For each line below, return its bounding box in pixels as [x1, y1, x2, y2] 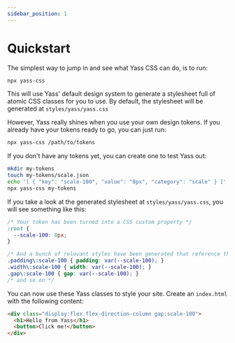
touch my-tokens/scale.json [7, 172, 90, 179]
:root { [7, 225, 30, 232]
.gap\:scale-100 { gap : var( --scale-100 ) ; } [7, 270, 139, 277]
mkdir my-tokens [7, 165, 55, 172]
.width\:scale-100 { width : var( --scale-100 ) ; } [7, 264, 152, 271]
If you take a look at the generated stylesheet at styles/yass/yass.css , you [7, 197, 224, 206]
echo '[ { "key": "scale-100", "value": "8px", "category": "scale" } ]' [7, 178, 227, 185]
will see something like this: [7, 204, 87, 213]
